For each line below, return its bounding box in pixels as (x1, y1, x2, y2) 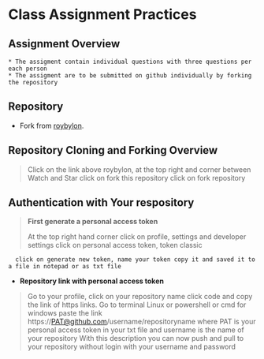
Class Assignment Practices (8, 6, 197, 24)
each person (8, 65, 47, 73)
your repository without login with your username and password (27, 342, 236, 352)
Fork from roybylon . (19, 121, 84, 130)
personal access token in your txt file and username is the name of (27, 325, 244, 335)
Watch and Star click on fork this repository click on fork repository (27, 173, 246, 182)
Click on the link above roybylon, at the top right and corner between (27, 164, 251, 174)
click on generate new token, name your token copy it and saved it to (15, 256, 256, 264)
